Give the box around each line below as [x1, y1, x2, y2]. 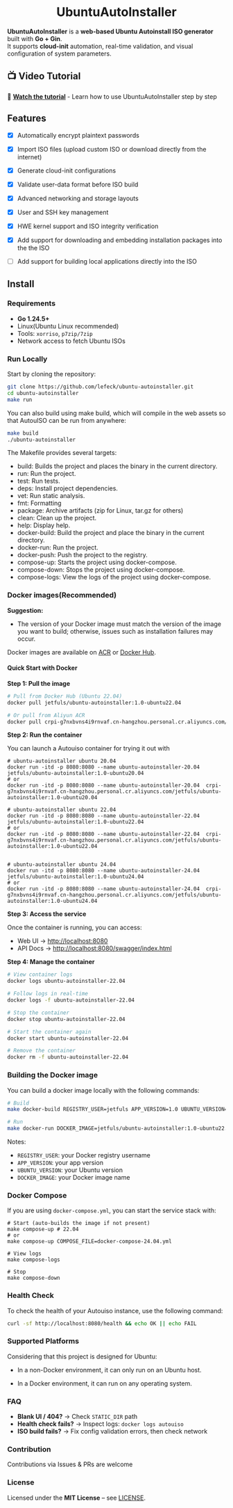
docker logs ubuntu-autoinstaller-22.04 [7, 978, 126, 985]
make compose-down [7, 1274, 60, 1282]
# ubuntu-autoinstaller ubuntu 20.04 [7, 757, 116, 765]
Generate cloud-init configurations [17, 166, 116, 175]
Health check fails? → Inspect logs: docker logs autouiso [17, 1420, 184, 1428]
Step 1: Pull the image [7, 679, 71, 687]
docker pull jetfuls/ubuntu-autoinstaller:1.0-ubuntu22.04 [7, 699, 182, 706]
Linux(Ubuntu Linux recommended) [17, 321, 119, 330]
